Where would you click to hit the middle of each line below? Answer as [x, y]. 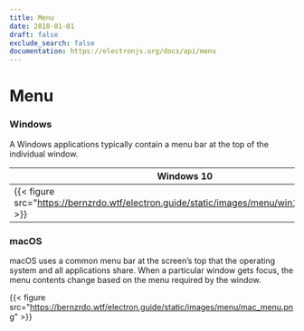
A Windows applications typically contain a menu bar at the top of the [139, 144]
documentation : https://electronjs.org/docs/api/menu [113, 52]
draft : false [34, 34]
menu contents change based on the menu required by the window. [135, 279]
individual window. [44, 154]
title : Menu [32, 18]
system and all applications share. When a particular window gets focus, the [152, 270]
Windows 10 [185, 175]
